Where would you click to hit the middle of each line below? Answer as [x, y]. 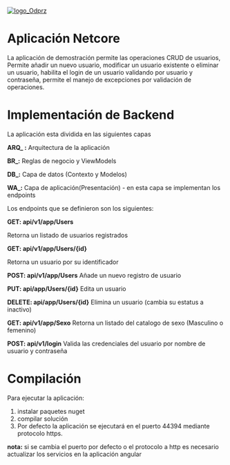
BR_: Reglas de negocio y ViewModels [62, 161]
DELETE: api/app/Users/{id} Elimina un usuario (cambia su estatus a [105, 302]
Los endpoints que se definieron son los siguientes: [80, 208]
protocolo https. [40, 433]
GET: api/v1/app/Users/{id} [47, 248]
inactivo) [20, 309]
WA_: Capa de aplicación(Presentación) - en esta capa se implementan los [114, 187]
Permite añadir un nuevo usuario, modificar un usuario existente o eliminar [113, 65]
